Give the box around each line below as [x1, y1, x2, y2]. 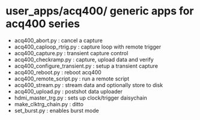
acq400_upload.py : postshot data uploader [14, 88, 123, 95]
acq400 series [5, 17, 80, 31]
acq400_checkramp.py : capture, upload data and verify [14, 56, 154, 63]
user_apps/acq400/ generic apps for [5, 4, 194, 18]
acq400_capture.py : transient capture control [14, 49, 129, 56]
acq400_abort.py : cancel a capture [14, 37, 103, 44]
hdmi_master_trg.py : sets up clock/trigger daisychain [14, 94, 148, 101]
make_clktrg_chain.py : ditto [14, 100, 83, 107]
